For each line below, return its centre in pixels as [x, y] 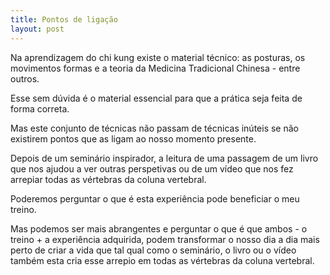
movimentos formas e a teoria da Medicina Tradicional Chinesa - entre [155, 68]
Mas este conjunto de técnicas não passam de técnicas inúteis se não [154, 128]
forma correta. [40, 108]
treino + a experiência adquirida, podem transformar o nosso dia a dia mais [165, 239]
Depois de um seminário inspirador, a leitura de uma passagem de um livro [164, 158]
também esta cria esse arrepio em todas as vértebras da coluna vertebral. [162, 260]
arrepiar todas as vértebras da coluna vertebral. [108, 179]
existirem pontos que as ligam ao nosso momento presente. [133, 138]
